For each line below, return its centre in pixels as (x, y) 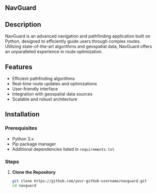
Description (23, 24)
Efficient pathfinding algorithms (43, 79)
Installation (22, 114)
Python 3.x (23, 139)
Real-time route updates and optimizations (55, 84)
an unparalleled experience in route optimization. (54, 52)
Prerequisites (21, 128)
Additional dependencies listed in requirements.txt (63, 149)
